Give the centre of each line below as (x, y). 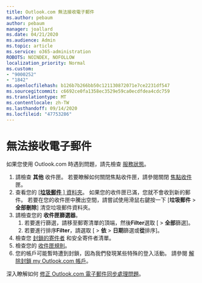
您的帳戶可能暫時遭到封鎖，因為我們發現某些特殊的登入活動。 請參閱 (101, 253)
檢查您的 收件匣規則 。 (43, 246)
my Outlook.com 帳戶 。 (62, 261)
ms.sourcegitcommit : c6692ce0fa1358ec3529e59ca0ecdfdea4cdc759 (88, 91)
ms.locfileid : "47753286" (39, 114)
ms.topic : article (30, 46)
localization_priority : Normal (46, 63)
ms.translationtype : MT (37, 97)
